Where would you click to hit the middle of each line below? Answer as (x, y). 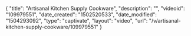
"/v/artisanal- (165, 21)
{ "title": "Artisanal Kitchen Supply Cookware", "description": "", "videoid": (95, 8)
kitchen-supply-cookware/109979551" (52, 27)
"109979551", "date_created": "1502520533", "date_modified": (81, 15)
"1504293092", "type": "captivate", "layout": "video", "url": (77, 21)
